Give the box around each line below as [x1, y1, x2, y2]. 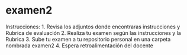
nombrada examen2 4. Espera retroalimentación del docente [5, 42, 153, 49]
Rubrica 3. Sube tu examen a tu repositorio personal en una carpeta [5, 35, 171, 43]
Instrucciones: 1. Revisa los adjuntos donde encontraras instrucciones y [5, 23, 180, 30]
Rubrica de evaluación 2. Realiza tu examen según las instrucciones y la [5, 29, 181, 36]
